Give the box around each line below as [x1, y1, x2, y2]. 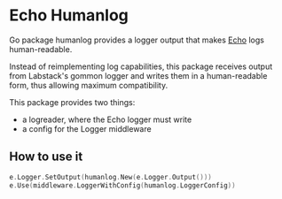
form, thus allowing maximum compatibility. [9, 80, 168, 90]
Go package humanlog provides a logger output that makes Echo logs [9, 34, 264, 45]
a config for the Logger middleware [21, 123, 153, 134]
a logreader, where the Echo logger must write [21, 114, 192, 125]
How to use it [9, 149, 83, 165]
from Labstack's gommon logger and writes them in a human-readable [9, 70, 268, 80]
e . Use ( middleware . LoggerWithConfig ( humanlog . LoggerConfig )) [9, 180, 237, 190]
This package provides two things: [9, 96, 136, 107]
